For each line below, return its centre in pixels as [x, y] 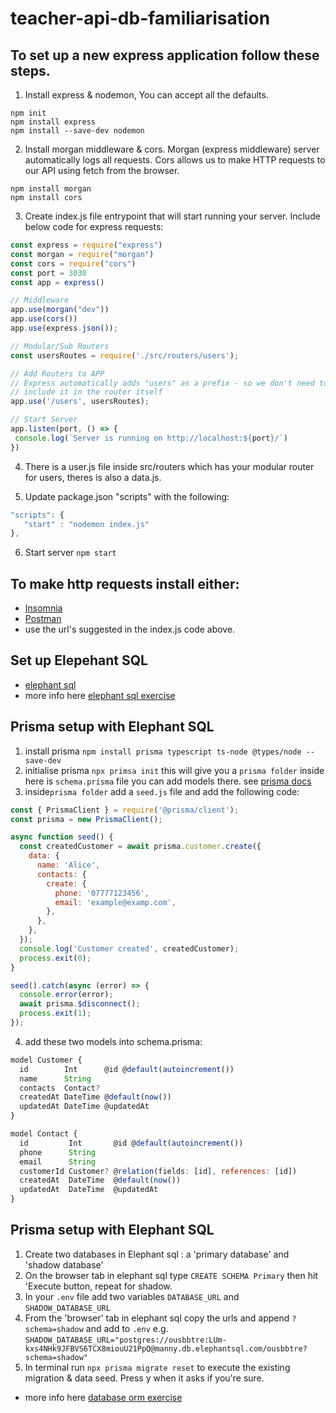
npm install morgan [51, 189]
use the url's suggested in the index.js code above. [130, 629]
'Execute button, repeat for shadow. [98, 1286]
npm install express [53, 122]
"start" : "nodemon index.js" [86, 524]
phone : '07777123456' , [102, 893]
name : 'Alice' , [68, 865]
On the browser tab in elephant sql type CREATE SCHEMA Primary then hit [171, 1275]
